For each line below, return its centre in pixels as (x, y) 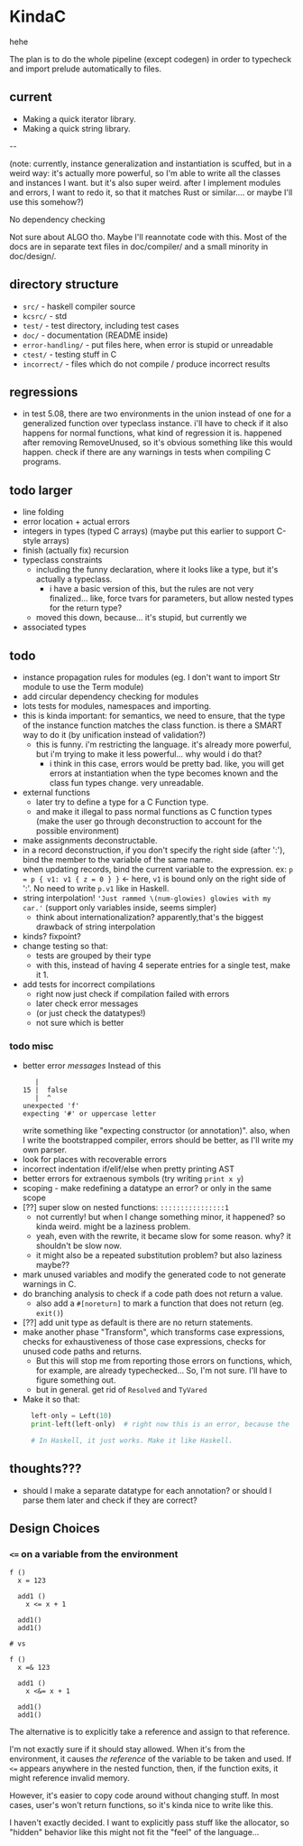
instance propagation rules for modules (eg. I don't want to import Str (151, 677)
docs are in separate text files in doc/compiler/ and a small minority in (139, 247)
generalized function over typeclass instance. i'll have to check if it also (155, 424)
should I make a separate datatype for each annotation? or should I (147, 1490)
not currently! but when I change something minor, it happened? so (161, 1217)
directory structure (64, 285)
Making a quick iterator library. (79, 118)
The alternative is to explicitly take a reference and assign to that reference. (150, 1732)
